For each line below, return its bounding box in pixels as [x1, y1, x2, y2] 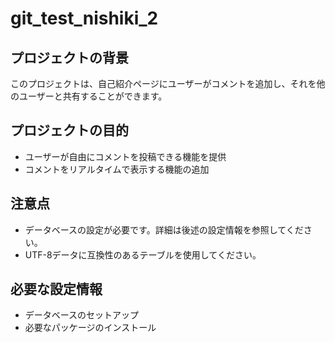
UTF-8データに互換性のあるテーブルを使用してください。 [24, 248, 262, 261]
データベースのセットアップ [24, 309, 140, 321]
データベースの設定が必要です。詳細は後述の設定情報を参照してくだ [24, 223, 304, 236]
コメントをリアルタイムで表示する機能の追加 [24, 163, 210, 175]
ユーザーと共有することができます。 [18, 90, 168, 102]
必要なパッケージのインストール [24, 322, 157, 334]
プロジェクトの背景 [10, 49, 129, 66]
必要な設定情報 [10, 281, 103, 298]
